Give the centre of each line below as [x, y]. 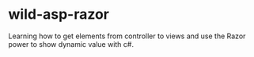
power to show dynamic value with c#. [71, 44]
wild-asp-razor [59, 14]
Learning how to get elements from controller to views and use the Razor [127, 36]
